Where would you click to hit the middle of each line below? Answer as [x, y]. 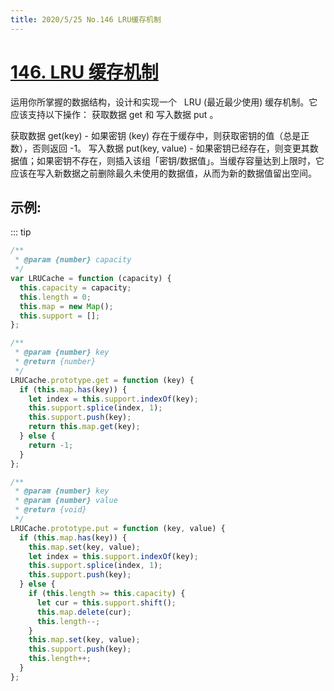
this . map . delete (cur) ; [84, 612]
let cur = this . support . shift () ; [106, 602]
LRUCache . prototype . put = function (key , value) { [118, 528]
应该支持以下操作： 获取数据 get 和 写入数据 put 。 [114, 114]
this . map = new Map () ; [66, 306]
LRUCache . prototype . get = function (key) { [102, 380]
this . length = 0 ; [55, 297]
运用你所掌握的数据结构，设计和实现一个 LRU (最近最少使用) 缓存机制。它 [164, 102]
